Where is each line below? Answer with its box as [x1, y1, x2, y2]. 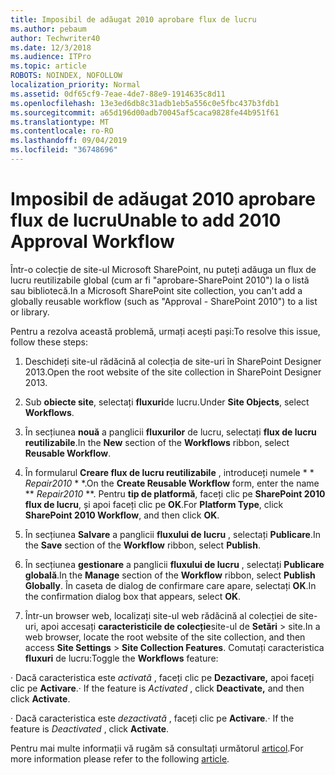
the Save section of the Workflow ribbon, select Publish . [24, 539, 261, 551]
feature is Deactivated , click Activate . [10, 722, 170, 735]
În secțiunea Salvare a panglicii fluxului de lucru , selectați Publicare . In [24, 528, 322, 540]
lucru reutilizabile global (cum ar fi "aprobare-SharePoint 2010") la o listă [10, 274, 310, 286]
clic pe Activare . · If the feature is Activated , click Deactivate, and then [10, 682, 305, 694]
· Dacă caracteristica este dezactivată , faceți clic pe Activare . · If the [10, 712, 295, 724]
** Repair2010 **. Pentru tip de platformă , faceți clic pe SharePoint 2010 [24, 487, 326, 500]
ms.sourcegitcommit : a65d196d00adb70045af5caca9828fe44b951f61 [10, 107, 280, 118]
